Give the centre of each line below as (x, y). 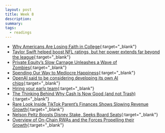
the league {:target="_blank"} (41, 57)
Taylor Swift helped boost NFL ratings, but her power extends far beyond (86, 52)
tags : (11, 28)
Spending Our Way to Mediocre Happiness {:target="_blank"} (74, 73)
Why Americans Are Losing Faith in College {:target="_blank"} (74, 47)
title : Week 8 (20, 14)
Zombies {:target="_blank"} (40, 67)
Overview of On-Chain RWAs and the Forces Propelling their (73, 120)
